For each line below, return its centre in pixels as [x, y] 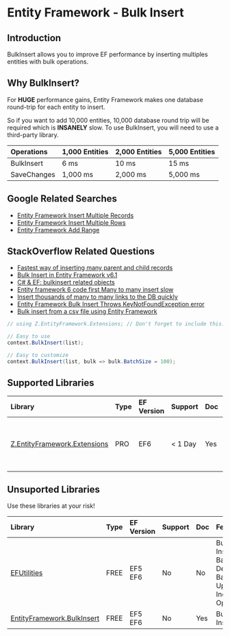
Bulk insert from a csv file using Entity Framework [87, 311]
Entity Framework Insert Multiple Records [75, 215]
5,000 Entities [192, 151]
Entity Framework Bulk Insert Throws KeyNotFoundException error [111, 304]
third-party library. [33, 134]
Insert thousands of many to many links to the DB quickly [97, 297]
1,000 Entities [85, 151]
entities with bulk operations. [48, 62]
